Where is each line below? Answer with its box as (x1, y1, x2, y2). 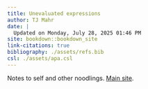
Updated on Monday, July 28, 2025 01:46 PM (13, 29, 141, 37)
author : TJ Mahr (7, 17, 54, 23)
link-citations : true (7, 42, 70, 49)
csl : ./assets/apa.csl (7, 55, 73, 62)
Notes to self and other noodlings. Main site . (7, 74, 134, 82)
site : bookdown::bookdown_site (7, 36, 98, 43)
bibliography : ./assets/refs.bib (7, 49, 104, 56)
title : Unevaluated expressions (7, 10, 101, 17)
